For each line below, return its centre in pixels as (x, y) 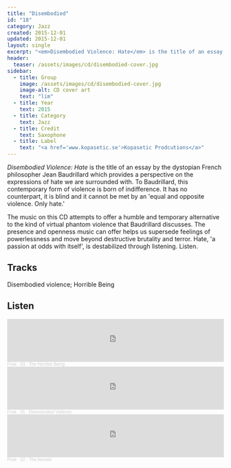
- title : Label (35, 142)
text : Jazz (35, 122)
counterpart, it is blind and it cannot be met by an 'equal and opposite (106, 196)
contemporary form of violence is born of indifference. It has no (97, 189)
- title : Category (40, 115)
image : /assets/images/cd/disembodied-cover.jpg (90, 84)
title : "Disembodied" (38, 13)
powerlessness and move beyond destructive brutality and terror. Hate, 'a (111, 239)
